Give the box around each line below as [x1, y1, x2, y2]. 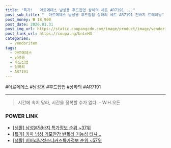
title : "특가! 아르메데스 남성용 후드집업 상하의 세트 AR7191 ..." [5, 7, 136, 13]
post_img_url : [5, 27, 36, 32]
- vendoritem [10, 41, 38, 46]
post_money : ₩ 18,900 [5, 17, 51, 22]
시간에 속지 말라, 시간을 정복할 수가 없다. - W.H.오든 [17, 100, 121, 105]
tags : [5, 45, 17, 51]
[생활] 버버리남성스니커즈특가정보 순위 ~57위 [12, 137, 102, 143]
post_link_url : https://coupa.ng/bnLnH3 [5, 31, 93, 36]
